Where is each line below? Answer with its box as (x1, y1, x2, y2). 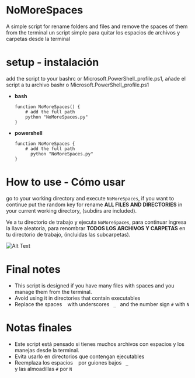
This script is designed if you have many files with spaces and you (14, 282, 175, 289)
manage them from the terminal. (14, 288, 92, 295)
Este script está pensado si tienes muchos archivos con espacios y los (14, 340, 185, 348)
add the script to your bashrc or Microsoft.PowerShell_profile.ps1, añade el (6, 75, 186, 82)
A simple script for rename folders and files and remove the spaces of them (6, 23, 188, 30)
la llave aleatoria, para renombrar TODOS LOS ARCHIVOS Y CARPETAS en (6, 224, 186, 231)
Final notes (6, 263, 61, 276)
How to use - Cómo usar (6, 176, 126, 189)
